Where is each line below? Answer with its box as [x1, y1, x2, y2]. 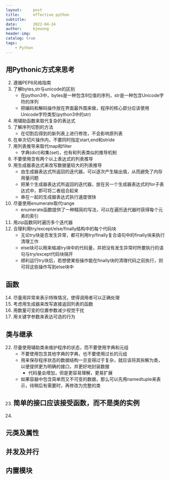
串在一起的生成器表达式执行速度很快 [20, 194, 97, 200]
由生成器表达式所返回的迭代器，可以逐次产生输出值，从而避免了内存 [20, 169, 163, 175]
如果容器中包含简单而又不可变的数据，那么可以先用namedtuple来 [20, 376, 156, 382]
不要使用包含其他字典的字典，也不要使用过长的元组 [20, 351, 127, 357]
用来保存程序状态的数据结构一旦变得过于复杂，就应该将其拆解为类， [20, 357, 163, 363]
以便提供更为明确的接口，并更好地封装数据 [20, 364, 110, 370]
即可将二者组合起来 [38, 187, 79, 194]
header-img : [6, 31, 31, 36]
